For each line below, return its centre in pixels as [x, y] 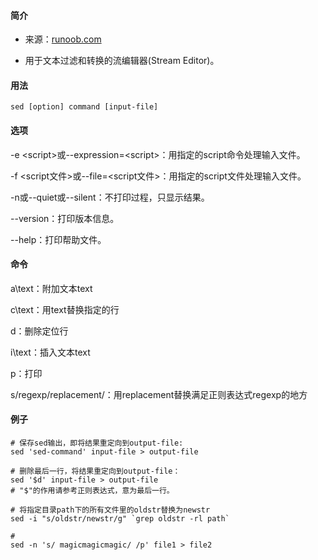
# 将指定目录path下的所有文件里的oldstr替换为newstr [110, 510]
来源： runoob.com [63, 39]
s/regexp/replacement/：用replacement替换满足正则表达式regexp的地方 [159, 394]
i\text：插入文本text [50, 352]
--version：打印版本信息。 [65, 218]
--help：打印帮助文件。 [58, 239]
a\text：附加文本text [51, 288]
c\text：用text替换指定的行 [65, 309]
